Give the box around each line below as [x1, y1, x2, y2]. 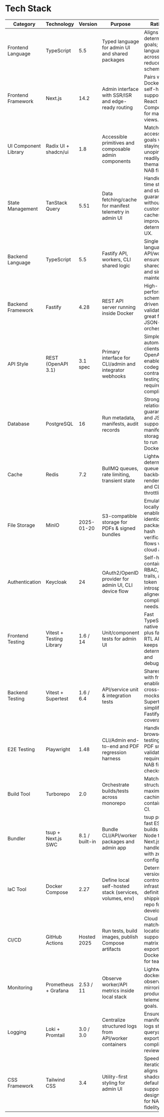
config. [143, 856, 160, 863]
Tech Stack [5, 3, 52, 14]
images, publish [102, 933, 138, 940]
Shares [143, 667, 160, 674]
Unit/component [102, 629, 140, 636]
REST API [102, 298, 123, 304]
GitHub [45, 933, 62, 940]
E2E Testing [7, 746, 35, 752]
